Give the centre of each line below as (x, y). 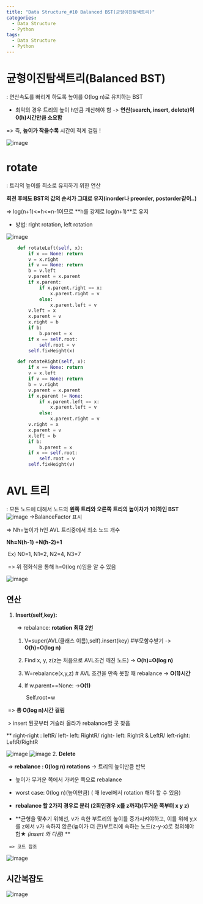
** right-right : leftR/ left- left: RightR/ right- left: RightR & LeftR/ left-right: (98, 735)
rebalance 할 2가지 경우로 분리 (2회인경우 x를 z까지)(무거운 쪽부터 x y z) (102, 805)
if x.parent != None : (56, 396)
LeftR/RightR (22, 742)
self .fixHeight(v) (52, 465)
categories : (21, 18)
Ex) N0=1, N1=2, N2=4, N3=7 (44, 554)
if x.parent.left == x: (69, 402)
